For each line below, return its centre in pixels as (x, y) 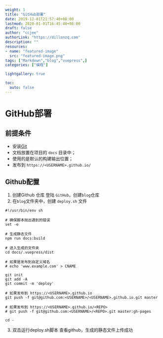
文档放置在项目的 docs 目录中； (44, 152)
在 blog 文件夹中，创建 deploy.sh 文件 (50, 201)
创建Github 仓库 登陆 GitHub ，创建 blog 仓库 (56, 195)
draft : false (19, 28)
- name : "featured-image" (32, 51)
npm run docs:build (25, 238)
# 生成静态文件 (19, 234)
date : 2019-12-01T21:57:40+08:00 (40, 19)
